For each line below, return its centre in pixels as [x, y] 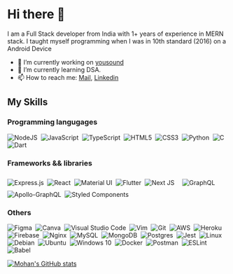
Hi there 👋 [36, 14]
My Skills [28, 102]
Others [19, 212]
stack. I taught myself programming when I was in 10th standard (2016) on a [116, 41]
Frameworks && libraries [50, 163]
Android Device [30, 48]
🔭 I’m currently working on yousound [71, 62]
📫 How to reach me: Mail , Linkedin [68, 77]
